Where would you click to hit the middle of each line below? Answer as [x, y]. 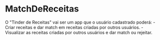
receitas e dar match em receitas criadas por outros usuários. [78, 27]
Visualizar [15, 32]
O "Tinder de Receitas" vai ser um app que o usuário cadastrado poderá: [79, 22]
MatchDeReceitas [42, 9]
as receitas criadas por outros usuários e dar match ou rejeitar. [89, 32]
